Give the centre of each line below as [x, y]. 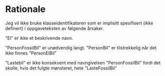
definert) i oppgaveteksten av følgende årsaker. [55, 28]
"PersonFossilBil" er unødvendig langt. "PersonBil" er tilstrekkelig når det [81, 47]
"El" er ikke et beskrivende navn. [39, 38]
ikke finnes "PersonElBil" [31, 53]
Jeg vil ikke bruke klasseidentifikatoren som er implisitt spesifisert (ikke [79, 23]
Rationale [25, 9]
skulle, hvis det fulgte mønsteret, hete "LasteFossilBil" [61, 68]
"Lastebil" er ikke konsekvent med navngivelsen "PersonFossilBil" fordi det [83, 62]
